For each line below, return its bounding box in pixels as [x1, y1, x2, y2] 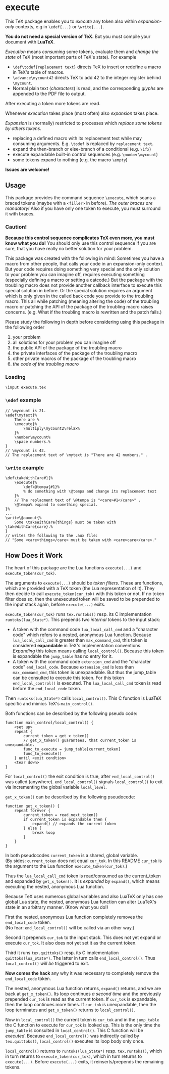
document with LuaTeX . [5, 38, 55, 44]
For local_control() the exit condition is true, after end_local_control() [5, 773, 155, 779]
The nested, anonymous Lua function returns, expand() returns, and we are [5, 985, 161, 991]
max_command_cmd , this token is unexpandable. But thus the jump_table [12, 669, 156, 675]
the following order [5, 324, 45, 330]
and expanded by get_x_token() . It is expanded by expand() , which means [5, 878, 160, 884]
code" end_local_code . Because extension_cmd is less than [12, 664, 134, 670]
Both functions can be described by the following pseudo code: [5, 710, 138, 717]
